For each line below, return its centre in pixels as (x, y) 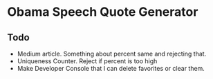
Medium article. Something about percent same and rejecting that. (112, 54)
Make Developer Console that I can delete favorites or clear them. (111, 68)
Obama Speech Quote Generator (103, 12)
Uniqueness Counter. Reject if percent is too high (87, 61)
